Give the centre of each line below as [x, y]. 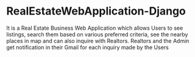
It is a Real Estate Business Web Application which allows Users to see [95, 28]
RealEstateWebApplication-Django [96, 11]
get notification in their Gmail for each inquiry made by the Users [87, 47]
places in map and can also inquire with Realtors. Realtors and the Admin [98, 41]
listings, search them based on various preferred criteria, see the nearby [97, 34]
